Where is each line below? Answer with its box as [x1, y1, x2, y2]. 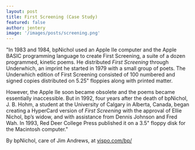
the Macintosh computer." [6, 126, 68, 133]
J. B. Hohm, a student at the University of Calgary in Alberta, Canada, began [6, 101, 190, 108]
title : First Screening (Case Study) [6, 14, 98, 20]
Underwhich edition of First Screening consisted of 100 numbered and [6, 71, 175, 78]
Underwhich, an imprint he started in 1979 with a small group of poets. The [6, 65, 186, 72]
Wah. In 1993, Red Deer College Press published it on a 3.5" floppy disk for [6, 120, 186, 127]
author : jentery [6, 25, 46, 31]
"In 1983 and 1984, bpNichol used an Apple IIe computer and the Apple [6, 46, 177, 53]
